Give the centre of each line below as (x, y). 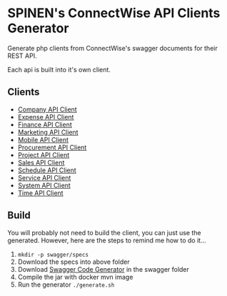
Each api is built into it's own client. (59, 69)
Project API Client (44, 154)
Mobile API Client (43, 139)
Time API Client (40, 193)
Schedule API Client (47, 170)
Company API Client (47, 109)
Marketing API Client (48, 132)
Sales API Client (41, 162)
